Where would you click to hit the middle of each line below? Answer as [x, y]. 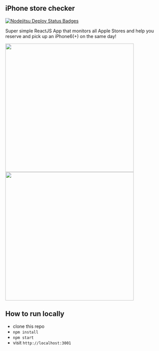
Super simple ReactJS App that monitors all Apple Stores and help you [79, 31]
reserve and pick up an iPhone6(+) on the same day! [61, 36]
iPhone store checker [40, 8]
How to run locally [35, 314]
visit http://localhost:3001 [42, 343]
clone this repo [28, 326]
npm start [23, 338]
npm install [25, 332]
